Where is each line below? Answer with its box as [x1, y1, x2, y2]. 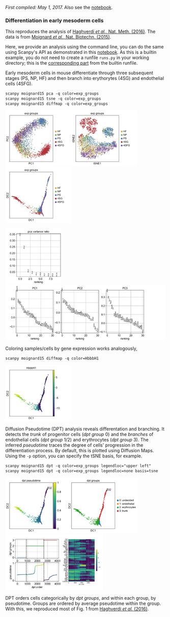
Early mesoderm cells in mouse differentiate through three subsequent [5, 70, 154, 76]
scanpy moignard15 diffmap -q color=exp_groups [5, 101, 108, 106]
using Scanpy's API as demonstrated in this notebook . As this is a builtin [5, 49, 157, 55]
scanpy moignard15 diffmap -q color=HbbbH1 [5, 356, 99, 361]
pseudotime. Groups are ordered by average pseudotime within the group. [5, 600, 161, 607]
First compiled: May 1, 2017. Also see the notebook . [5, 5, 113, 10]
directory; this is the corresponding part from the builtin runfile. [5, 60, 138, 66]
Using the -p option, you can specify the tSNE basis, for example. [5, 453, 143, 459]
